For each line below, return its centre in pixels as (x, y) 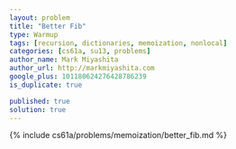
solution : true (38, 109)
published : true (40, 101)
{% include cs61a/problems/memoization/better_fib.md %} (118, 135)
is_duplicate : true (46, 85)
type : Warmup (34, 34)
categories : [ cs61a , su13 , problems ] (80, 51)
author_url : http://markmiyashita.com (82, 69)
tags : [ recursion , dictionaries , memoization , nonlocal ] (118, 43)
